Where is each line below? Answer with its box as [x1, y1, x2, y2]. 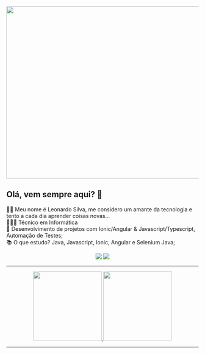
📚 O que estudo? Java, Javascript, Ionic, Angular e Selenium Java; [6, 238, 176, 246]
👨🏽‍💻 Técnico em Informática [6, 219, 78, 226]
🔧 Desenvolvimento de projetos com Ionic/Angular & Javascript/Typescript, [6, 225, 195, 232]
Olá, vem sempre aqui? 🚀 [6, 189, 103, 200]
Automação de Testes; [6, 232, 63, 239]
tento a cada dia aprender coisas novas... [6, 212, 110, 219]
